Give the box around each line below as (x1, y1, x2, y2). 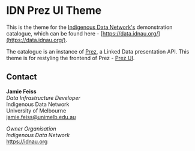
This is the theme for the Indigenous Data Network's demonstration (6, 23, 173, 31)
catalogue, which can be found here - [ (6, 29, 103, 37)
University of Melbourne (6, 106, 67, 114)
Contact (6, 72, 37, 82)
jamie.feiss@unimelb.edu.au (6, 113, 76, 120)
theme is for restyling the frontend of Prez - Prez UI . (6, 54, 135, 61)
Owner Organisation (6, 125, 56, 132)
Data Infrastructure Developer (6, 94, 81, 101)
